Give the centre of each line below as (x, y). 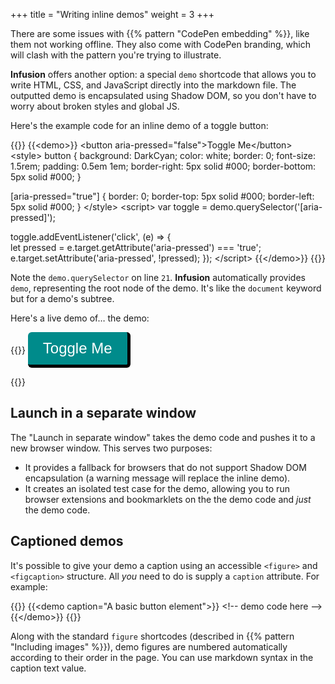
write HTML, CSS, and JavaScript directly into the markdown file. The (153, 85)
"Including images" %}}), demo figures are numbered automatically (149, 646)
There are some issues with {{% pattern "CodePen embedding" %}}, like (160, 33)
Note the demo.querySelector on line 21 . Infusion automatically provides (158, 277)
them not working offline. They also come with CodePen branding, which (160, 44)
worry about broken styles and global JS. (95, 106)
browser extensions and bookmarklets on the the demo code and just (168, 499)
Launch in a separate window (103, 413)
